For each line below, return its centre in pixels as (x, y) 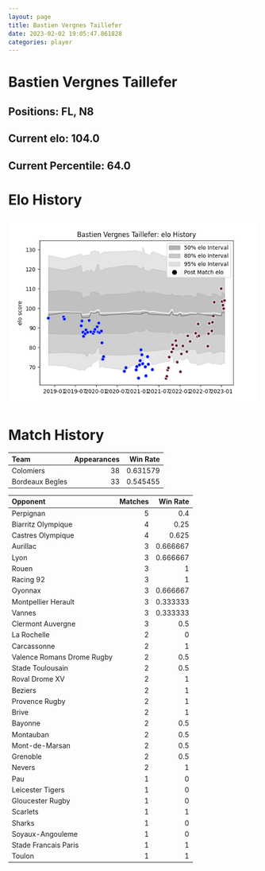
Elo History (45, 200)
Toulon (23, 856)
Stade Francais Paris (45, 845)
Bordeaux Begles (39, 482)
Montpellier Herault (43, 601)
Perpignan (29, 513)
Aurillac (24, 546)
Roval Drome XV (38, 679)
